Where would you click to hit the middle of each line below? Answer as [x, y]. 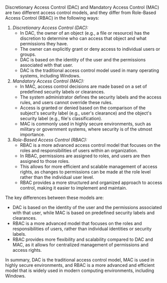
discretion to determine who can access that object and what [83, 38]
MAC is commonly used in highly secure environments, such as [86, 124]
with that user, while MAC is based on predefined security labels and [83, 213]
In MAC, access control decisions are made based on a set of [83, 86]
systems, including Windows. [50, 76]
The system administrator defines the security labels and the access [91, 97]
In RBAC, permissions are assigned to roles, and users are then [85, 156]
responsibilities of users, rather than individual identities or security [82, 229]
